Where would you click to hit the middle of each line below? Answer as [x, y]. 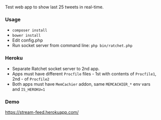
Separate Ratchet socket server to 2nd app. [56, 68]
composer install [30, 30]
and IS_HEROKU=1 [28, 89]
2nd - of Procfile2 [31, 79]
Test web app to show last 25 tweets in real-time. [54, 7]
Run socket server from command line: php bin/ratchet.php [72, 45]
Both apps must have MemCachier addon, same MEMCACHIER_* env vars [81, 84]
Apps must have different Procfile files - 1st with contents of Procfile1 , [84, 74]
